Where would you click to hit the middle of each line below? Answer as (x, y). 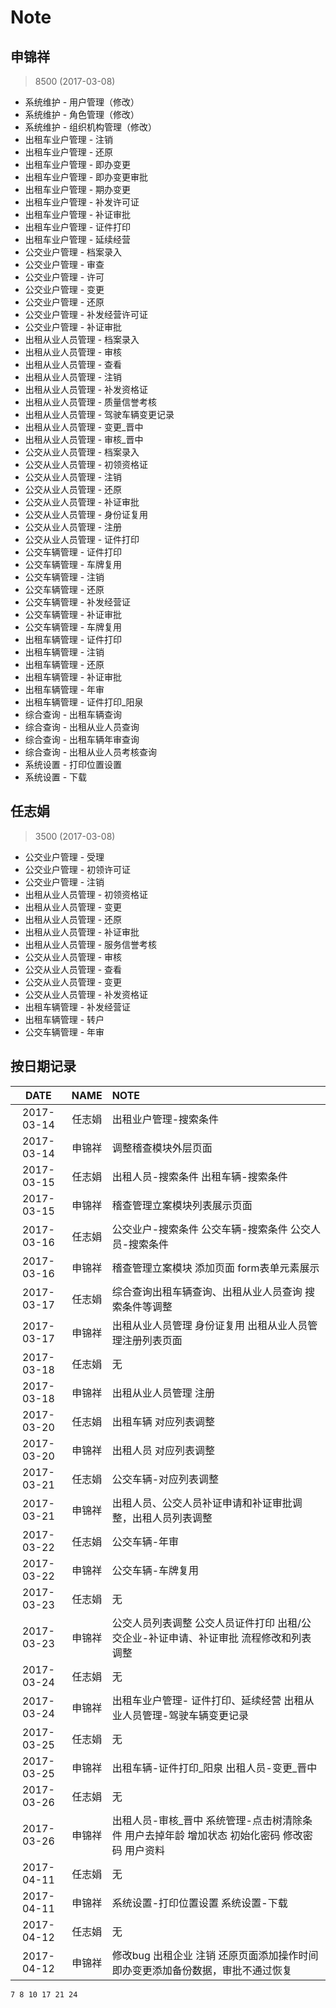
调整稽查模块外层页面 (162, 1148)
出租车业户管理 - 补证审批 (78, 214)
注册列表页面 (152, 1340)
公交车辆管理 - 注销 (64, 577)
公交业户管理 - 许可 (64, 277)
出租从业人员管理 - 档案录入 (82, 339)
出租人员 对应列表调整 (163, 1450)
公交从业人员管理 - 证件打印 (82, 539)
